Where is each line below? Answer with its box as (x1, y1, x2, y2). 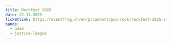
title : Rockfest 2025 (5, 7, 52, 13)
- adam (10, 26, 24, 31)
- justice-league (10, 31, 47, 36)
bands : (5, 21, 19, 27)
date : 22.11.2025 (5, 12, 42, 17)
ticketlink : (5, 17, 31, 22)
